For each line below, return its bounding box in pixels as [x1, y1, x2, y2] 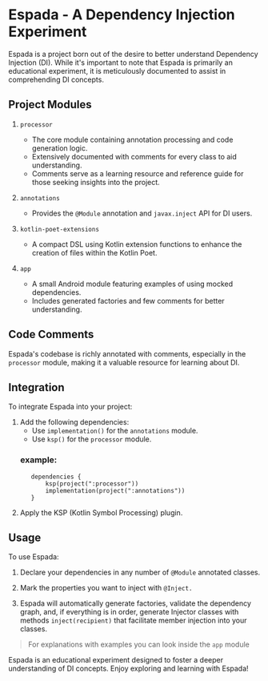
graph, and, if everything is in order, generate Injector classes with [19, 607, 239, 617]
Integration [8, 381, 66, 394]
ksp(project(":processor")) [45, 479, 139, 488]
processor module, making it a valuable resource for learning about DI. [8, 357, 240, 367]
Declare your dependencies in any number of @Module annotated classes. [19, 567, 261, 578]
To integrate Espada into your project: [8, 402, 133, 412]
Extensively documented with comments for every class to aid [31, 151, 238, 161]
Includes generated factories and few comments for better [31, 296, 226, 305]
